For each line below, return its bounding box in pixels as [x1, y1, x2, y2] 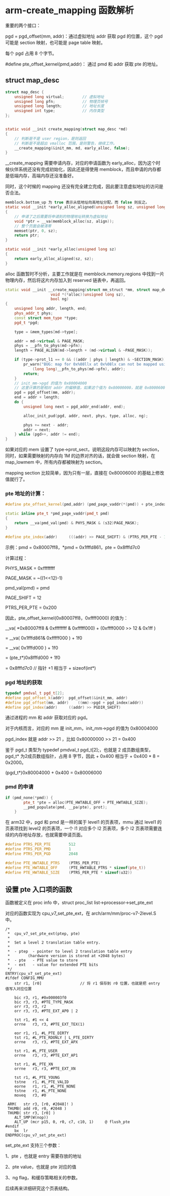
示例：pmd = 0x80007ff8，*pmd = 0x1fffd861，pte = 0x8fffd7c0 [5, 544, 140, 550]
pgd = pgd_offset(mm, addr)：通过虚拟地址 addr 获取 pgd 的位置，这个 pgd [5, 33, 163, 39]
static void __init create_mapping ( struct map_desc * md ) [5, 127, 128, 132]
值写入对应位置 [5, 987, 32, 992]
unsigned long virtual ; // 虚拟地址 [14, 94, 105, 99]
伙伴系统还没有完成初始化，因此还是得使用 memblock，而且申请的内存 [9, 166, 157, 172]
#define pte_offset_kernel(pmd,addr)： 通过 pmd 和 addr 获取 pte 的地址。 [5, 61, 161, 67]
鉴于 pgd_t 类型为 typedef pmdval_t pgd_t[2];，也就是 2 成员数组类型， [5, 747, 153, 753]
